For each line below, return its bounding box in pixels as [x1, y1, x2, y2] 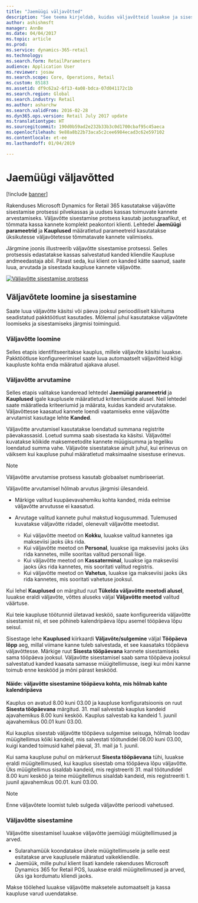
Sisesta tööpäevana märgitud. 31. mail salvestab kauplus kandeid [6, 706, 166, 713]
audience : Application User [6, 63, 75, 70]
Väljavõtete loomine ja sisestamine [6, 292, 137, 302]
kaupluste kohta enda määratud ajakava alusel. [6, 361, 120, 368]
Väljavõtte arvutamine [6, 375, 71, 384]
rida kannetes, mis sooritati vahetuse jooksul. [23, 575, 134, 583]
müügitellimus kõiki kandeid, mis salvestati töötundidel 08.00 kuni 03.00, [6, 736, 183, 743]
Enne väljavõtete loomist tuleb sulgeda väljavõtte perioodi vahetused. [6, 801, 174, 809]
